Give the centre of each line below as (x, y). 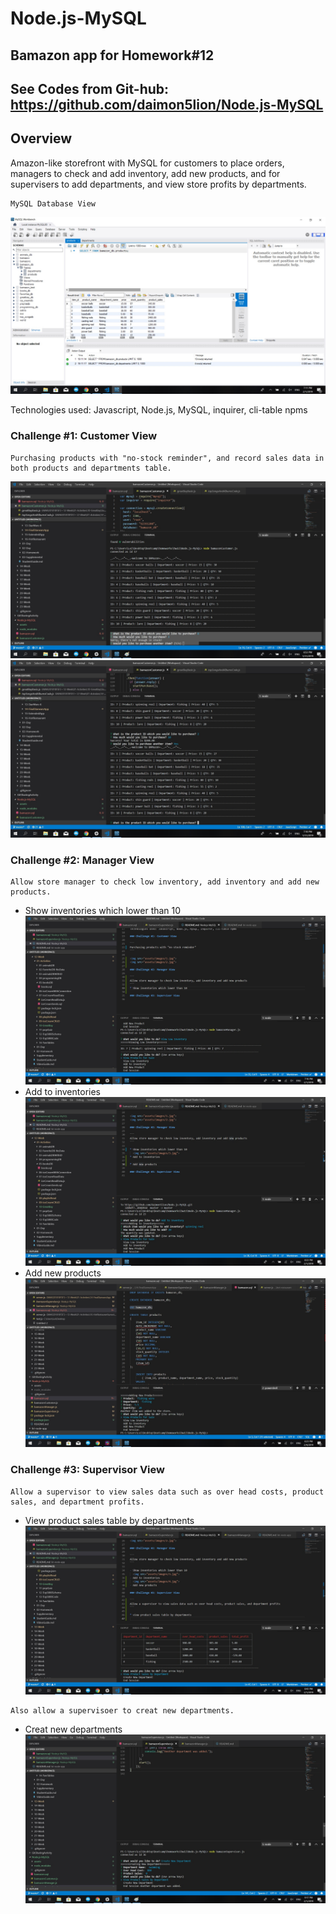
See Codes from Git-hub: (90, 88)
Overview (41, 138)
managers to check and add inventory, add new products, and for (145, 173)
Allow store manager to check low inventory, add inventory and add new (165, 882)
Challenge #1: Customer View (84, 436)
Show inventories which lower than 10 (103, 910)
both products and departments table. (91, 468)
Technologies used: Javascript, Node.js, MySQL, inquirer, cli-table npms (159, 410)
